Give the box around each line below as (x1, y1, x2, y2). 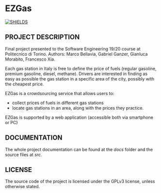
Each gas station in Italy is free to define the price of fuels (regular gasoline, (5, 65, 157, 71)
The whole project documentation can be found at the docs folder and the (5, 146, 153, 152)
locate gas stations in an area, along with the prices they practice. (12, 105, 144, 111)
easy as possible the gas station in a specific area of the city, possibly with (5, 76, 154, 81)
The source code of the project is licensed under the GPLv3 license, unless (5, 178, 155, 184)
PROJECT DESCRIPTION (5, 33, 80, 41)
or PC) (5, 119, 18, 125)
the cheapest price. (5, 81, 44, 87)
